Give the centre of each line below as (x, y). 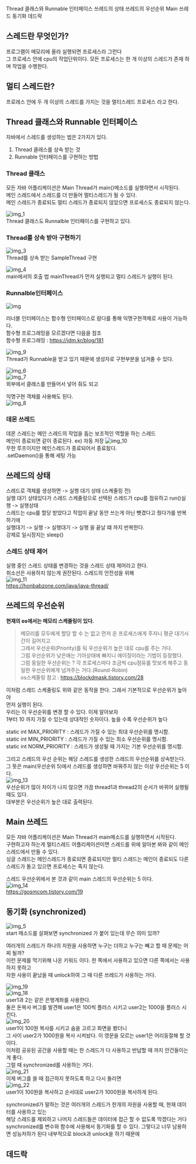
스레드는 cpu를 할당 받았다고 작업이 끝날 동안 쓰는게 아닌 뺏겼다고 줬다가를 (91, 513)
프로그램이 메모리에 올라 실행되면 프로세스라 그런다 (64, 51)
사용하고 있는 (32, 1112)
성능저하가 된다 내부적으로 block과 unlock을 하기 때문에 (76, 1134)
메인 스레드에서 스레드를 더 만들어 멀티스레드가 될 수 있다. (72, 195)
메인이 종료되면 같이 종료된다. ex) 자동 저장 (55, 441)
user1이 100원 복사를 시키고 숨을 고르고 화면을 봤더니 (67, 1028)
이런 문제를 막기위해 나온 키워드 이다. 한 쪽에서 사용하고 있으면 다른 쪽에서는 (93, 960)
